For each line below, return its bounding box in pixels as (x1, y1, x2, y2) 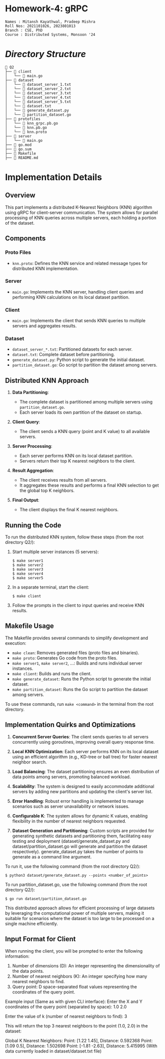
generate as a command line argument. (12, 854, 92, 860)
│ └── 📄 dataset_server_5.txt (5, 99, 71, 104)
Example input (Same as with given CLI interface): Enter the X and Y (5, 998, 142, 1004)
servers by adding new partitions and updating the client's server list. (12, 789, 153, 794)
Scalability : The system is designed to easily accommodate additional (12, 783, 155, 789)
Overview (5, 191, 36, 199)
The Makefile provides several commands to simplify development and (5, 635, 148, 641)
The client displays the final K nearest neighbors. (19, 507, 119, 513)
